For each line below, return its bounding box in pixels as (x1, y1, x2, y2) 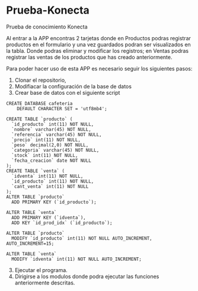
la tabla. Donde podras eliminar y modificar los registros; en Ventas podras (6, 47, 189, 54)
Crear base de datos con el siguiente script (14, 89, 120, 96)
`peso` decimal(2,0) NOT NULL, (11, 142, 89, 148)
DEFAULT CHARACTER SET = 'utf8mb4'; (17, 105, 108, 111)
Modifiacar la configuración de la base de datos (14, 82, 132, 89)
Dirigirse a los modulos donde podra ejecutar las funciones (14, 273, 159, 280)
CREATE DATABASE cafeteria (6, 100, 73, 107)
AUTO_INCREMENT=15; (6, 241, 55, 247)
